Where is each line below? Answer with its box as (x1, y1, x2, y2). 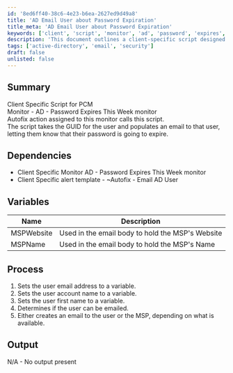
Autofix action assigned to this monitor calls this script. (7, 114, 165, 123)
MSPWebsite (10, 228, 53, 238)
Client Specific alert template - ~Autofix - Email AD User (17, 176, 179, 184)
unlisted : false (7, 56, 54, 63)
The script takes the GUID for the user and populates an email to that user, (7, 122, 220, 130)
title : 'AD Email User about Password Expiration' (7, 17, 157, 24)
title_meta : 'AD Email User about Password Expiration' (7, 23, 172, 30)
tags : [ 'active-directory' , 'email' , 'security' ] (7, 43, 154, 50)
